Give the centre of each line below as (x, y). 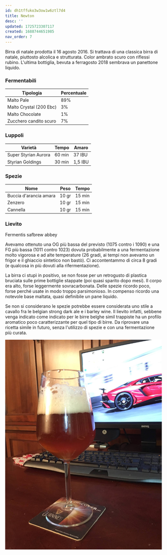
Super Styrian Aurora (29, 155)
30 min (62, 162)
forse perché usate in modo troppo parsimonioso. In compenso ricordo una (82, 291)
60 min (62, 155)
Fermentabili (21, 80)
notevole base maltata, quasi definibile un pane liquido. (62, 297)
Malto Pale (18, 100)
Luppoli (14, 135)
